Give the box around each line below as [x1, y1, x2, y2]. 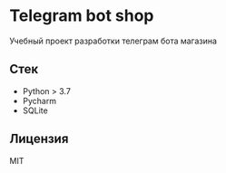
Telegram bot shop [9, 5, 154, 26]
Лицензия [9, 131, 69, 147]
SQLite [22, 105, 48, 116]
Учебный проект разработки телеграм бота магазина [9, 35, 218, 46]
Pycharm [22, 95, 57, 106]
